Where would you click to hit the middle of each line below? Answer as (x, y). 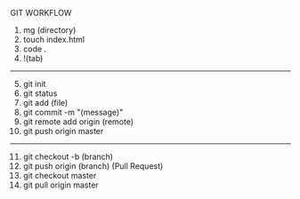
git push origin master (63, 131)
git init (34, 84)
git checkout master (60, 175)
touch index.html (54, 40)
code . (35, 49)
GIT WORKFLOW (41, 13)
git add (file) (45, 103)
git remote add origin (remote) (78, 122)
